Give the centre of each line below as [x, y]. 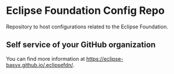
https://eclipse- [105, 58]
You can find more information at [46, 58]
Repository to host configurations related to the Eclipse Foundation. [87, 27]
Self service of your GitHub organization [81, 45]
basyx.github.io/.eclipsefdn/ [39, 65]
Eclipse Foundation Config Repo [86, 11]
